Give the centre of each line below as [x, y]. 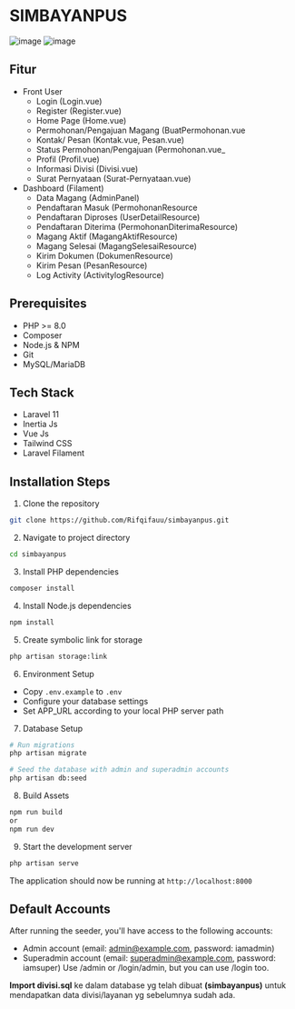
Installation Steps [60, 481]
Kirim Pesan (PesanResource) [92, 265]
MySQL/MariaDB [54, 364]
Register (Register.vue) [79, 111]
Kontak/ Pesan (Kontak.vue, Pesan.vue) [110, 140]
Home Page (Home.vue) [81, 120]
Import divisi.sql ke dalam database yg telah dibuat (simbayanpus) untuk [148, 985]
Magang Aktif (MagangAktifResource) [107, 236]
